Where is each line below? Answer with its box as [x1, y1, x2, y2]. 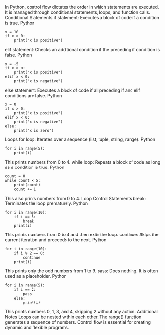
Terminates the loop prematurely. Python [5, 201, 88, 206]
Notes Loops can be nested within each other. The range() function [5, 314, 142, 320]
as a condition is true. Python [5, 165, 65, 170]
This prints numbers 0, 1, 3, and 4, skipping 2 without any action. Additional [5, 309, 158, 314]
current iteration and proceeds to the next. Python [5, 237, 107, 243]
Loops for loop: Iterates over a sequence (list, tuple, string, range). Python [5, 136, 156, 142]
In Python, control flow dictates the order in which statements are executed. [5, 4, 159, 10]
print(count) [14, 182, 41, 187]
